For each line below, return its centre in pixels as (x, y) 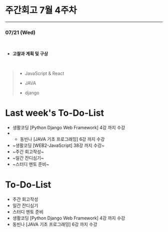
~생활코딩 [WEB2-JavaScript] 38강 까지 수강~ (58, 145)
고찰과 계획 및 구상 (30, 54)
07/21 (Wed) (20, 32)
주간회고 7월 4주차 (41, 10)
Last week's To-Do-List (54, 113)
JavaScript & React (44, 74)
